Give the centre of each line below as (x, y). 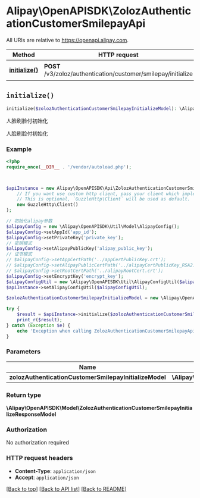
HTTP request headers (40, 458)
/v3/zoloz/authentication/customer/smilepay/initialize (118, 74)
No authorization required (38, 443)
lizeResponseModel (31, 414)
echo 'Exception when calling (54, 331)
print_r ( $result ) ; (40, 320)
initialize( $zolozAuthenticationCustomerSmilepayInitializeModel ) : (92, 108)
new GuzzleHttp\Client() (48, 205)
